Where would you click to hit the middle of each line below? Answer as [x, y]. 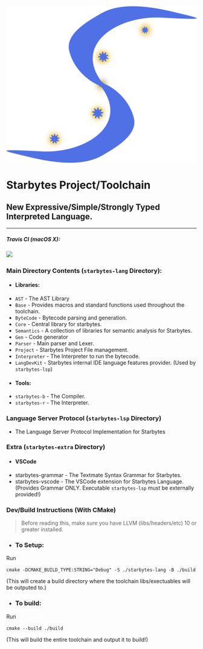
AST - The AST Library [42, 299]
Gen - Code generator [41, 337]
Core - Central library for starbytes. [58, 324]
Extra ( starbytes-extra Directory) [56, 447]
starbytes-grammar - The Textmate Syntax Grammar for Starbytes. [98, 475]
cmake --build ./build [35, 628]
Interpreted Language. [50, 217]
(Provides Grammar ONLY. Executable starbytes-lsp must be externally [105, 488]
